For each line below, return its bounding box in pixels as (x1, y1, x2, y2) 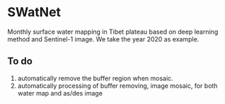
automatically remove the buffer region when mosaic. (17, 74, 173, 82)
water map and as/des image (17, 89, 103, 97)
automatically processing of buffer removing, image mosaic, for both (17, 82, 218, 90)
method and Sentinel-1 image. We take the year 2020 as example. (7, 34, 200, 43)
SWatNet (7, 4, 62, 20)
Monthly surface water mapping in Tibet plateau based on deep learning (7, 27, 219, 36)
